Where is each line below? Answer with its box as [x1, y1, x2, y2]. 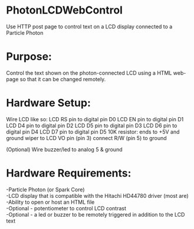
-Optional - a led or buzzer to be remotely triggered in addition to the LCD [6, 211, 185, 218]
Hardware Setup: [6, 97, 91, 109]
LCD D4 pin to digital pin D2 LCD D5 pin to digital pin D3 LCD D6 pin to [6, 122, 177, 129]
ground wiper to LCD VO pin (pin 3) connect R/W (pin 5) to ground [6, 134, 167, 141]
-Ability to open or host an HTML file [6, 198, 95, 205]
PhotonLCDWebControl [6, 4, 123, 17]
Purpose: [6, 50, 52, 64]
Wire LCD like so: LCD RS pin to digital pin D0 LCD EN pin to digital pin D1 [6, 115, 184, 122]
